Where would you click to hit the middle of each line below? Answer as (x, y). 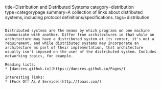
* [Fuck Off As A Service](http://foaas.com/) (53, 82)
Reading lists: (21, 65)
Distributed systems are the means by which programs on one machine (78, 31)
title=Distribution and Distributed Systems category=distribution (69, 7)
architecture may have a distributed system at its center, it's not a (80, 39)
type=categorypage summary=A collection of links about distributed (74, 12)
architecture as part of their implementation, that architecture (74, 48)
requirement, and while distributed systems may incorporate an (72, 43)
